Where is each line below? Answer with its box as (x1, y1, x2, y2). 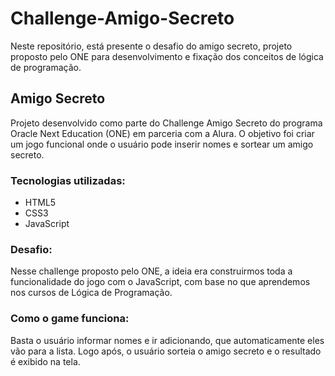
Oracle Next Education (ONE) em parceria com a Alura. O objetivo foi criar (10, 127, 315, 139)
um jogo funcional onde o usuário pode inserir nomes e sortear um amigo (10, 138, 314, 150)
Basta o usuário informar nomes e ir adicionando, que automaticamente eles (10, 334, 325, 346)
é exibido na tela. (10, 355, 81, 367)
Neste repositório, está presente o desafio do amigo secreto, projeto (10, 40, 293, 52)
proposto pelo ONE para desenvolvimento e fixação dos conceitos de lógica (10, 50, 324, 62)
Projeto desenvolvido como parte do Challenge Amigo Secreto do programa (10, 117, 323, 129)
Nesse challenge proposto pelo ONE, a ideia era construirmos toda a (10, 265, 293, 277)
